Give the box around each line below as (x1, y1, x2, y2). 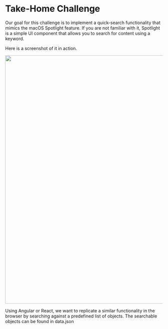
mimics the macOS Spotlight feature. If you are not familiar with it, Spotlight (5, 25, 160, 31)
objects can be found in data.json (5, 318, 74, 324)
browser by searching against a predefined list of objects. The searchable (5, 313, 157, 319)
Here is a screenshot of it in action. (5, 45, 77, 51)
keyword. (5, 36, 24, 42)
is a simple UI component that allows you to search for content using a (5, 30, 150, 36)
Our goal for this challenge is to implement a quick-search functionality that (5, 20, 161, 26)
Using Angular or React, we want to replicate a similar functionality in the (5, 307, 155, 313)
